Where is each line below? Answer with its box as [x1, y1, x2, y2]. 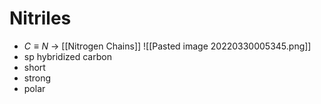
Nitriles [9, 7, 72, 30]
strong [23, 72, 52, 84]
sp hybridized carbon [23, 50, 112, 62]
